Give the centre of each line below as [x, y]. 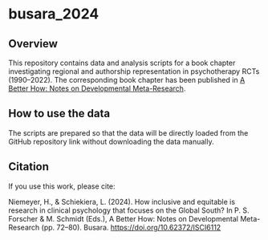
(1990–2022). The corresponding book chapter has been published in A [127, 80]
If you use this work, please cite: [62, 186]
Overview [33, 44]
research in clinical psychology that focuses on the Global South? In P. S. [129, 210]
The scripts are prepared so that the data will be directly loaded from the [128, 132]
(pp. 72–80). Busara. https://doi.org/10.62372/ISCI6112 [131, 227]
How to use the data [59, 114]
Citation [29, 167]
